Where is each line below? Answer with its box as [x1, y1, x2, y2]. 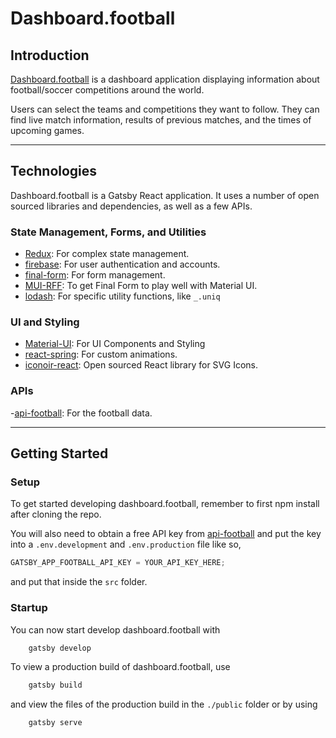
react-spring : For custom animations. [24, 348, 178, 361]
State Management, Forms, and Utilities [10, 225, 207, 239]
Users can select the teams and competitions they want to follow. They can [10, 103, 320, 115]
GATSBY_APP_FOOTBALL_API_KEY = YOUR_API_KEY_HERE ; [10, 558, 226, 568]
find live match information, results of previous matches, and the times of [10, 114, 312, 126]
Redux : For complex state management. [24, 248, 190, 260]
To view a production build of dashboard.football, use [10, 661, 231, 673]
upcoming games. [10, 125, 85, 136]
